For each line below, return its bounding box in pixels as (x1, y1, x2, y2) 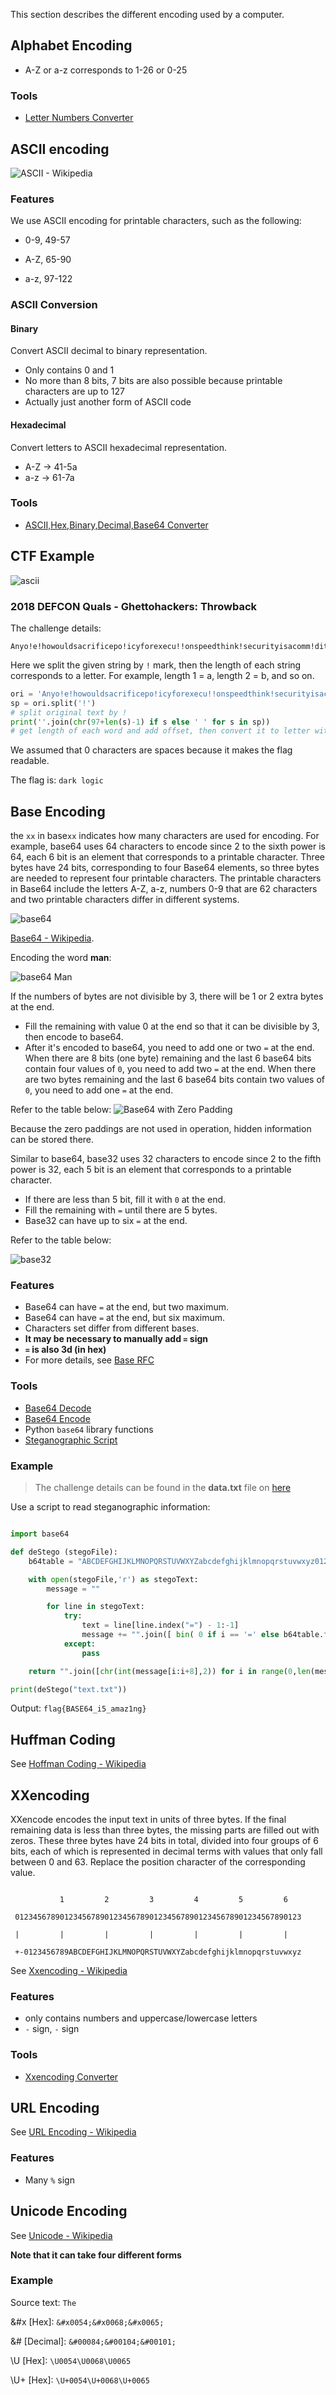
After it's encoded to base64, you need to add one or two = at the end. (24, 1042, 315, 1054)
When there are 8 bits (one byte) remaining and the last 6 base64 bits (24, 1052, 312, 1064)
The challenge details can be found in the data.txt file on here (34, 1482, 292, 1494)
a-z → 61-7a (24, 471, 75, 483)
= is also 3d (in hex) (24, 1344, 107, 1356)
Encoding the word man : (10, 952, 112, 964)
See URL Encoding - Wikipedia (10, 2126, 137, 2138)
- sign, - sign (24, 2023, 80, 2035)
